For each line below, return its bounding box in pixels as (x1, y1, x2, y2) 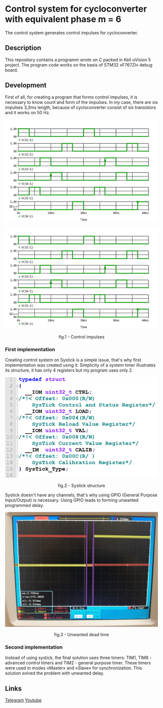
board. (5, 67, 18, 73)
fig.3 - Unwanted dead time (54, 632, 109, 638)
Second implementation (5, 643, 63, 650)
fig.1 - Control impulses (58, 334, 105, 340)
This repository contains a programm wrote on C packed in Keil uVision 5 (5, 57, 151, 63)
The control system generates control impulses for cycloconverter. (5, 30, 138, 35)
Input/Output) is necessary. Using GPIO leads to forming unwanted (5, 497, 139, 503)
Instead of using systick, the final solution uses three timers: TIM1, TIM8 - (5, 655, 152, 661)
